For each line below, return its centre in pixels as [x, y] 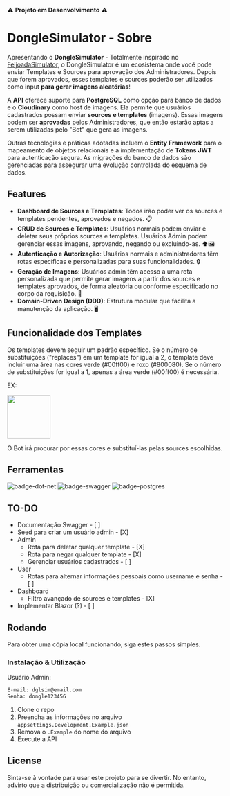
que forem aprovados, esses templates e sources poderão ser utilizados [110, 79]
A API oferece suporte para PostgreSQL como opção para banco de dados [114, 100]
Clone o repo [36, 710]
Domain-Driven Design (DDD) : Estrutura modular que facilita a [106, 301]
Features [27, 194]
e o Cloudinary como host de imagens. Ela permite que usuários [99, 107]
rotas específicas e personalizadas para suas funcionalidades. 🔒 [109, 261]
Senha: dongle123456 [37, 697]
